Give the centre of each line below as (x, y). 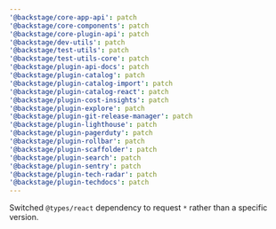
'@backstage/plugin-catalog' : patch (77, 75)
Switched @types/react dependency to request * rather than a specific (138, 208)
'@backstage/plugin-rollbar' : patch (77, 141)
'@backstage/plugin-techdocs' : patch (79, 183)
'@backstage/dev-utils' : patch (67, 42)
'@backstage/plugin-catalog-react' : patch (89, 91)
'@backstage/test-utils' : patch (69, 51)
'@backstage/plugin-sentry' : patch (75, 166)
